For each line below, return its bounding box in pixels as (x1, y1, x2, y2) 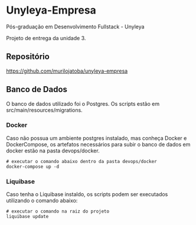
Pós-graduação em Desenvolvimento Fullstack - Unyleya (6, 23, 145, 30)
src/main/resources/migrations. (6, 106, 83, 113)
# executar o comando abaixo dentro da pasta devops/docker (6, 158, 158, 164)
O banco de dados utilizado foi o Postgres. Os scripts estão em (6, 100, 160, 107)
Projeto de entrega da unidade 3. (6, 34, 86, 41)
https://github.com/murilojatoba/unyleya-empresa (6, 67, 128, 74)
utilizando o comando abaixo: (6, 197, 78, 204)
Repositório (6, 51, 50, 62)
